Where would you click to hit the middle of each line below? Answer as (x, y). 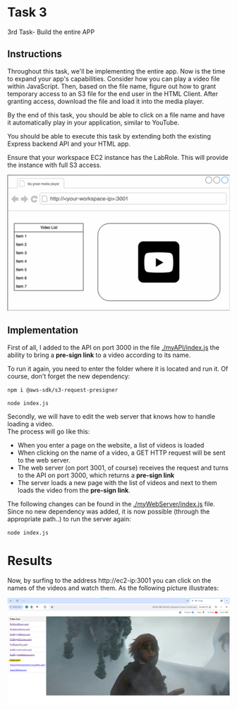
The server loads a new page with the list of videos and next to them (117, 482)
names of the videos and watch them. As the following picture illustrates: (113, 588)
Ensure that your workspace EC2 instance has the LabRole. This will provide (118, 157)
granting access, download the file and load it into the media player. (106, 101)
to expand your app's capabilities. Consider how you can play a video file (114, 78)
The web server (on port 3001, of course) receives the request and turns (123, 467)
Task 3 (27, 12)
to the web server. (44, 460)
